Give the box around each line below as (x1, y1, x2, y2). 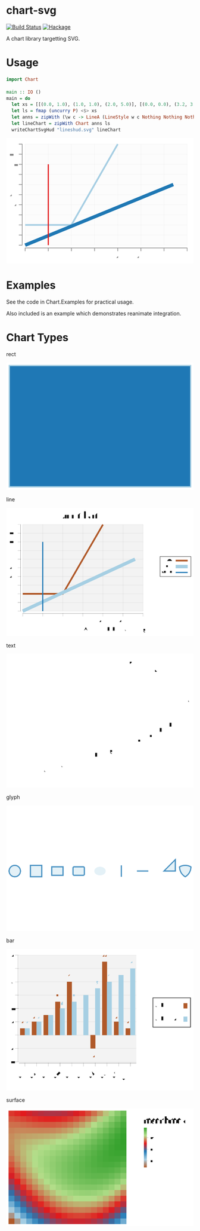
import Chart (6, 76, 39, 82)
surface (6, 1096, 26, 1103)
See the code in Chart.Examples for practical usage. (6, 298, 134, 305)
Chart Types (6, 331, 69, 344)
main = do (6, 95, 31, 102)
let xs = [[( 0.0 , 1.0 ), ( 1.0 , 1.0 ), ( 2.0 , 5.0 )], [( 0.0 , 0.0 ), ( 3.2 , (11, 102, 187, 108)
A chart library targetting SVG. (6, 35, 80, 42)
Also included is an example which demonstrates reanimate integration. (6, 310, 182, 317)
